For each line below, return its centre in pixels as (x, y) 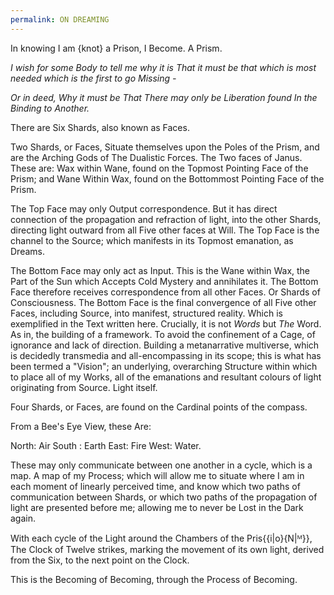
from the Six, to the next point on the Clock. (100, 560)
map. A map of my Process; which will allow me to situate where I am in (157, 475)
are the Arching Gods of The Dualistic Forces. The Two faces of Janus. (156, 157)
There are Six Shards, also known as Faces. (100, 127)
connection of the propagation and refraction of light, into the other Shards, (166, 219)
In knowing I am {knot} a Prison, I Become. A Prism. (116, 48)
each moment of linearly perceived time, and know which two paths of (155, 486)
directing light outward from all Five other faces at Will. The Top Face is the (165, 230)
